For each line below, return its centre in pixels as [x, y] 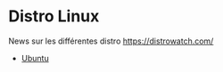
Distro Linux [54, 16]
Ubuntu [35, 58]
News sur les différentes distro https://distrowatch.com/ [111, 41]
